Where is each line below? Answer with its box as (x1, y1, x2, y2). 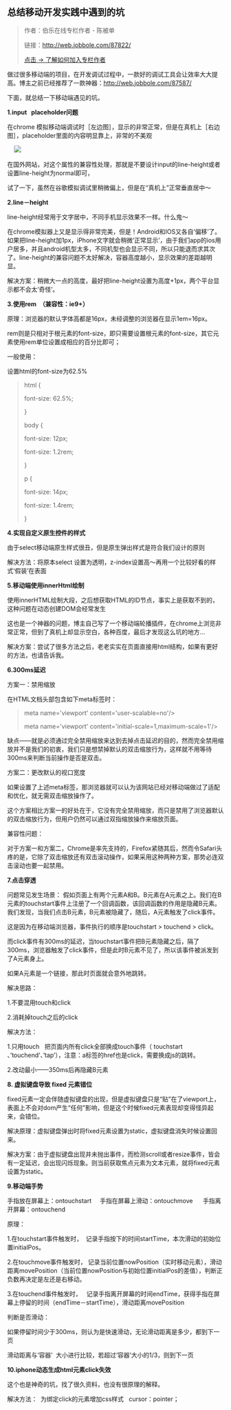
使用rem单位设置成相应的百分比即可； (12, 337, 121, 346)
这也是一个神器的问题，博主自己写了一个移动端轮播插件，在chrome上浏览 (7, 619, 216, 627)
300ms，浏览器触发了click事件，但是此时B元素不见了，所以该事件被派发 (7, 945, 213, 954)
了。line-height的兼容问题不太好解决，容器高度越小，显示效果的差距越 (7, 253, 206, 261)
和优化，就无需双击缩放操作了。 (7, 792, 98, 800)
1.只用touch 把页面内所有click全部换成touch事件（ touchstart (7, 1042, 184, 1050)
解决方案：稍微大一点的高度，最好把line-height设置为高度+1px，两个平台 (7, 276, 214, 285)
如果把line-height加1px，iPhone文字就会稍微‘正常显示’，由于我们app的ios (7, 236, 215, 244)
